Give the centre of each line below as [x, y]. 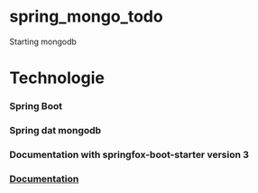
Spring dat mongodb [55, 130]
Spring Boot [36, 106]
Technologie [57, 78]
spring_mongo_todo [87, 17]
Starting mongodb [43, 41]
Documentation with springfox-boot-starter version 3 [129, 154]
